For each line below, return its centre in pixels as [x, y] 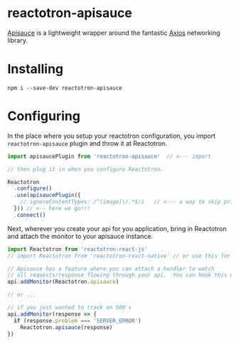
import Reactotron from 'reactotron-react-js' [78, 249]
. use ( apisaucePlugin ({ [47, 195]
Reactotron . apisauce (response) [67, 327]
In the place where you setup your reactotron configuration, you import [111, 136]
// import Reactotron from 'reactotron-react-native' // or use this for [119, 256]
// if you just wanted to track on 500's [70, 308]
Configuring [44, 116]
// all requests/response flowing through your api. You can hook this [117, 275]
